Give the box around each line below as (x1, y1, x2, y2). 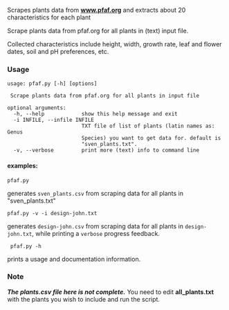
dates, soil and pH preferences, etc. (7, 48, 109, 55)
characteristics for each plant (7, 13, 91, 21)
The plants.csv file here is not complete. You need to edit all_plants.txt (7, 287, 214, 296)
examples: (7, 161, 38, 170)
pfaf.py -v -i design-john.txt (7, 210, 98, 217)
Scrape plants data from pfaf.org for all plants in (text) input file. (7, 27, 189, 35)
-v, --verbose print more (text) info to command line (13, 147, 199, 154)
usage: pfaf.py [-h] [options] (7, 80, 98, 87)
